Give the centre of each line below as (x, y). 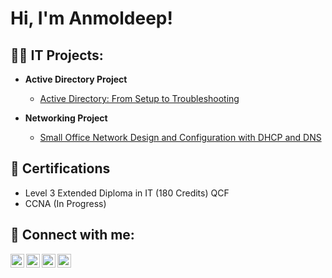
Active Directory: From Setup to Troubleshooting (139, 98)
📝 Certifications (60, 168)
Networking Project (66, 118)
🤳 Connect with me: (72, 235)
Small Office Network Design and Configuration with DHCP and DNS (180, 137)
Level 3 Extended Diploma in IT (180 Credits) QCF (127, 193)
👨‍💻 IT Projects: (57, 55)
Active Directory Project (76, 79)
